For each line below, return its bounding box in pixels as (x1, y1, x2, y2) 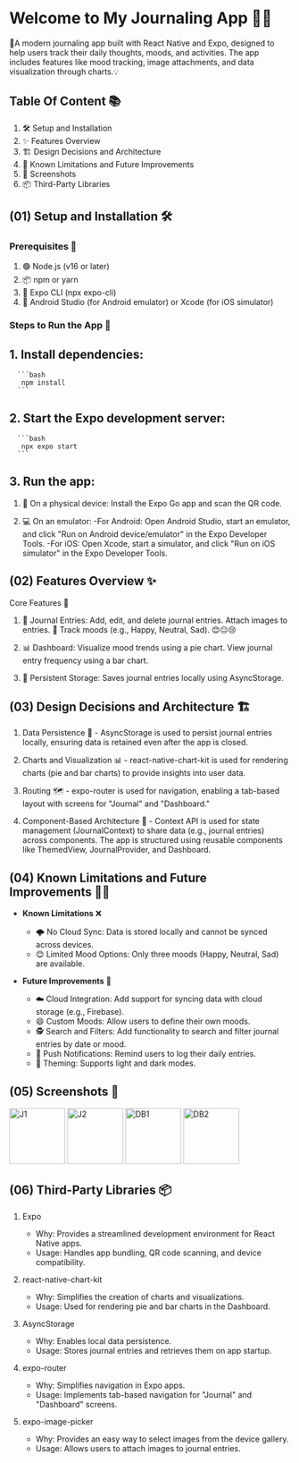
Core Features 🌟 (9, 597, 70, 608)
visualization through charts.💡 (9, 66, 120, 77)
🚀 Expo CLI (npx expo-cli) (21, 287, 117, 298)
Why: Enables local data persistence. (35, 1335, 172, 1346)
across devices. (35, 940, 94, 950)
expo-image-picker (21, 1416, 94, 1426)
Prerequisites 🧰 (9, 241, 78, 253)
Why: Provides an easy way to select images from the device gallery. (35, 1433, 289, 1444)
